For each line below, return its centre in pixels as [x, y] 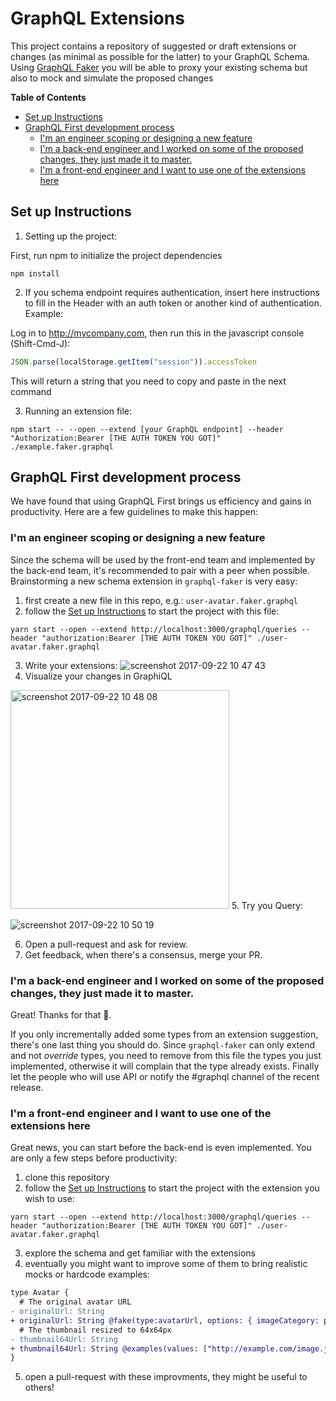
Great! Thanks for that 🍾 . [61, 1015]
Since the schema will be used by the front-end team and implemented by [163, 559]
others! [39, 1388]
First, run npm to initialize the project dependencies [116, 255]
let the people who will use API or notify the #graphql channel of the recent [165, 1077]
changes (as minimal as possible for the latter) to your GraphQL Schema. [160, 56]
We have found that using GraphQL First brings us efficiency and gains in [161, 501]
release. [27, 1088]
